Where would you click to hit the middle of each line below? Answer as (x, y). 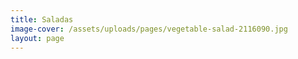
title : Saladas (42, 19)
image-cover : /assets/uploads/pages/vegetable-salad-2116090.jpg (149, 29)
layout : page (37, 38)
